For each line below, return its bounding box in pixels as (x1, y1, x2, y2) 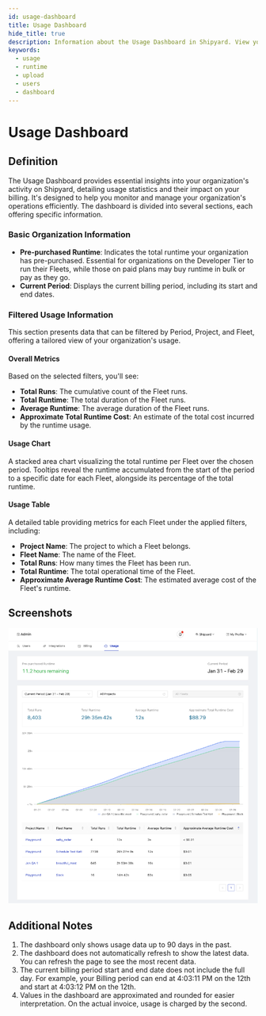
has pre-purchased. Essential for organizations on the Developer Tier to (19, 255, 254, 265)
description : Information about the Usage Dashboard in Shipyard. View (8, 38, 249, 46)
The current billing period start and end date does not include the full (19, 964, 245, 975)
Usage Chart (8, 439, 51, 448)
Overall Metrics (8, 354, 60, 363)
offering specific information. (8, 209, 103, 219)
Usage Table (8, 500, 51, 509)
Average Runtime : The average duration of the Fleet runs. (19, 404, 210, 413)
